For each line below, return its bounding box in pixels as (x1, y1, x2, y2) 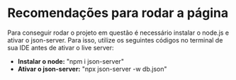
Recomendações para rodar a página (7, 5, 229, 21)
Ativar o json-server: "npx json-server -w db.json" (17, 64, 167, 73)
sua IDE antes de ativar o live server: (7, 43, 115, 52)
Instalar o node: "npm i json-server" (17, 57, 124, 65)
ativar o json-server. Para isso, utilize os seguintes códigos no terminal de (7, 35, 223, 44)
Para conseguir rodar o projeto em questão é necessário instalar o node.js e (7, 28, 230, 37)
